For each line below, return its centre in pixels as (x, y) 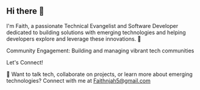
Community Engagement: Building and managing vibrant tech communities (100, 50)
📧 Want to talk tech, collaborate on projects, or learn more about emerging (100, 74)
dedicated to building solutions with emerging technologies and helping (96, 32)
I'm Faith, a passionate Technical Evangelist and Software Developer (92, 26)
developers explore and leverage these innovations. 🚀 (74, 39)
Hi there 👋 (25, 11)
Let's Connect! (25, 62)
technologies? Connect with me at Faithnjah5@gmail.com (79, 80)
